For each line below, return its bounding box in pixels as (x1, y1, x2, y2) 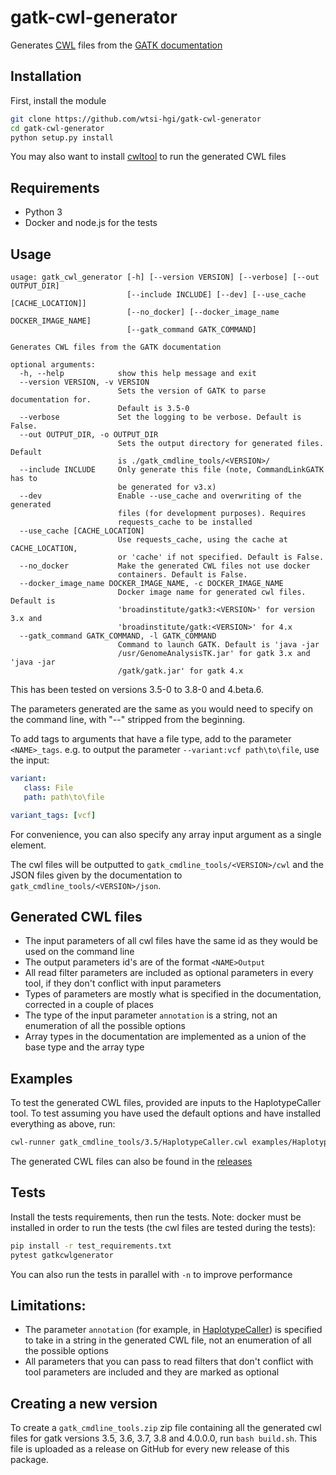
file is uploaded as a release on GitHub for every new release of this (10, 1443, 290, 1455)
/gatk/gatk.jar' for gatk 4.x (117, 666, 244, 676)
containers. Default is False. (117, 570, 248, 580)
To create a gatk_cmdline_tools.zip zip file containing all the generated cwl (10, 1422, 322, 1434)
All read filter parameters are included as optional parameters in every (24, 967, 314, 979)
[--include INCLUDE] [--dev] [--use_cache (126, 290, 307, 300)
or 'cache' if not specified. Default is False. (117, 552, 325, 562)
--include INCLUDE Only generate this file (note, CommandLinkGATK (19, 465, 325, 475)
